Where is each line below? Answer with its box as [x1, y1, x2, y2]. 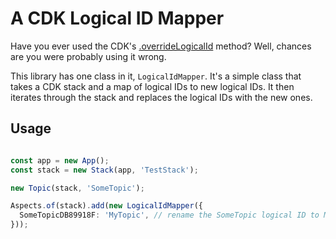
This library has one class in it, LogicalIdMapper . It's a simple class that [10, 70, 302, 82]
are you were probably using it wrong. [10, 50, 167, 62]
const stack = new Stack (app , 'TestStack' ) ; [10, 165, 199, 175]
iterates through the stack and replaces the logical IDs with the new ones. [10, 91, 313, 103]
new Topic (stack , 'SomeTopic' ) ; [10, 183, 145, 193]
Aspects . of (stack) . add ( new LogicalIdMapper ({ [10, 201, 203, 211]
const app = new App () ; [10, 155, 110, 166]
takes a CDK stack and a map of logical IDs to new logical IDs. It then [10, 80, 295, 92]
